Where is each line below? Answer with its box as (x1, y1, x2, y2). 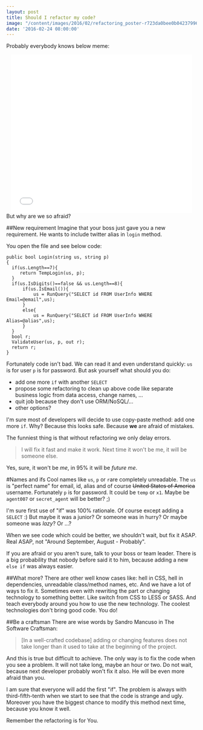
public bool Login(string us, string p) (6, 254, 110, 261)
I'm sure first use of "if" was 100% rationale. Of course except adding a (6, 507, 184, 514)
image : (6, 20, 23, 26)
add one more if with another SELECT (14, 378, 108, 386)
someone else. (21, 452, 58, 460)
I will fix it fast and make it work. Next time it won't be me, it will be (21, 446, 187, 454)
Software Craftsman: (6, 625, 58, 632)
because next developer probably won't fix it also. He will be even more (6, 668, 185, 675)
